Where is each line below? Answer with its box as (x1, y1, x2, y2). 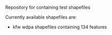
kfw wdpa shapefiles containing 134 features (12, 24, 107, 30)
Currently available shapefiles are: (5, 14, 77, 20)
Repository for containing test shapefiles (5, 5, 91, 10)
